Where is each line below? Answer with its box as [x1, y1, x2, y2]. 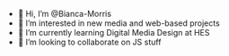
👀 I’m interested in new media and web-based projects [17, 18, 220, 28]
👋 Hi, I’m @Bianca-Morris [17, 9, 112, 19]
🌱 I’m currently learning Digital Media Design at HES [17, 28, 210, 37]
